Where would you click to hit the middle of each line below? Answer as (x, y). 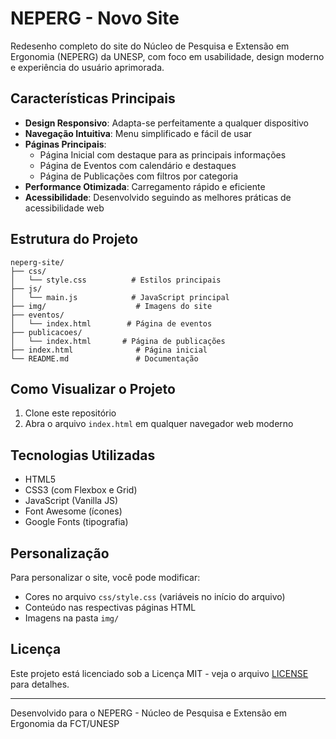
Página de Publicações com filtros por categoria (139, 176)
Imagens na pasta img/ (72, 618)
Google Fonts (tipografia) (76, 522)
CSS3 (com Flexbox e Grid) (81, 490)
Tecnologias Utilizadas (83, 455)
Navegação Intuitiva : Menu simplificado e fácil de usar (138, 133)
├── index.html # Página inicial (109, 350)
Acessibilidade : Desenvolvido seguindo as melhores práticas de (158, 197)
